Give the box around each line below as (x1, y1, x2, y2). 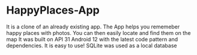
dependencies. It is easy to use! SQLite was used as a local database (6, 42, 177, 49)
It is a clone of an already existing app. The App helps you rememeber (6, 23, 180, 30)
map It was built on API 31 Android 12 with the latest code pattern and (6, 35, 178, 43)
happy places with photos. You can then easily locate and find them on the (6, 29, 191, 36)
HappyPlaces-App (6, 4, 100, 17)
